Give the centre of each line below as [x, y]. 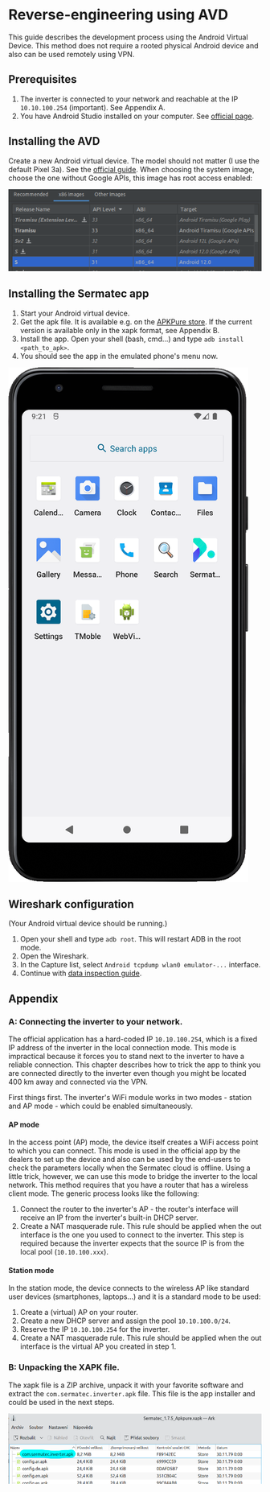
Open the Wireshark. [54, 956]
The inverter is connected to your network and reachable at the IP [129, 99]
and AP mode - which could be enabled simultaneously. [101, 1106]
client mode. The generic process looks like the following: [104, 1193]
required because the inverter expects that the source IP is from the [132, 1243]
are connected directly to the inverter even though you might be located [127, 1074]
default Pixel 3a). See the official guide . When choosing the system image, [131, 169]
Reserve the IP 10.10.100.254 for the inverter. [95, 1329]
